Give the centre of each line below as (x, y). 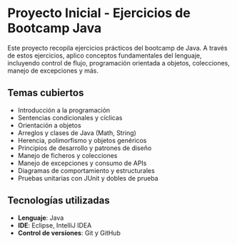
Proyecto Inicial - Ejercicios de (99, 13)
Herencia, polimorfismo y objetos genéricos (82, 140)
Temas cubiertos (46, 93)
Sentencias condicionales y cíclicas (70, 117)
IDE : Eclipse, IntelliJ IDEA (55, 225)
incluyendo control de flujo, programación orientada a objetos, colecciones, (118, 63)
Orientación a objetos (49, 125)
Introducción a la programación (64, 110)
